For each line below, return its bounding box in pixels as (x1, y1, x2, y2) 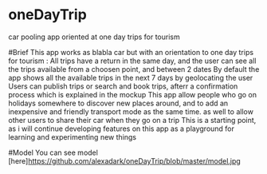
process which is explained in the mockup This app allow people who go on (8, 89, 257, 99)
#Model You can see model (8, 148, 98, 157)
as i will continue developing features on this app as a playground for (8, 124, 235, 133)
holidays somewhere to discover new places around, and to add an (8, 98, 229, 108)
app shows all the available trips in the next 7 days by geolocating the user (8, 73, 253, 82)
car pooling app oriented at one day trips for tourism (8, 32, 181, 42)
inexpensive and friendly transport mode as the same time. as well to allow (8, 106, 253, 117)
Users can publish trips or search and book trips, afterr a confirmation (8, 81, 238, 91)
